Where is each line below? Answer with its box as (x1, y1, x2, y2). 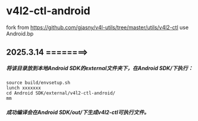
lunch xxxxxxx (6, 85, 42, 91)
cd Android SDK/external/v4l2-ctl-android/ (6, 90, 116, 96)
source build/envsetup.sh (6, 80, 70, 86)
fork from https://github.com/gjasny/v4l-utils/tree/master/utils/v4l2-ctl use (6, 24, 189, 31)
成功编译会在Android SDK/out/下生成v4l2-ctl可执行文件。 (6, 109, 150, 116)
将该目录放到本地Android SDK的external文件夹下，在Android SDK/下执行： (6, 64, 193, 72)
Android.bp (6, 30, 34, 37)
